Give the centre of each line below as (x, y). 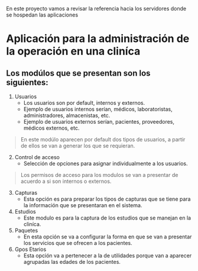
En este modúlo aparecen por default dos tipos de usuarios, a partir (103, 139)
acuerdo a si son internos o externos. (66, 181)
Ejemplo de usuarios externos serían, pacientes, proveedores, (99, 122)
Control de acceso (37, 157)
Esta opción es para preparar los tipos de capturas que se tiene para (107, 199)
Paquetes (26, 230)
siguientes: (27, 82)
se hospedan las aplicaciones (42, 15)
